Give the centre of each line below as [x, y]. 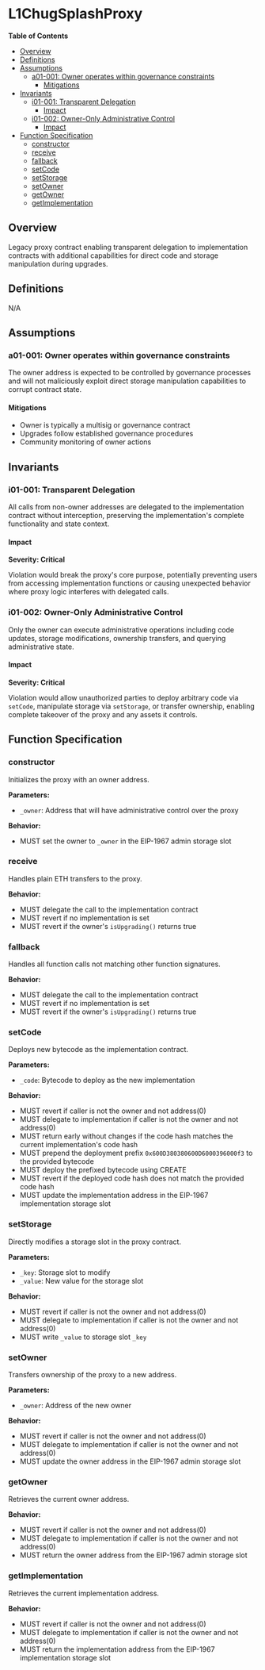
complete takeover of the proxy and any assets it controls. [103, 714]
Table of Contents [38, 36]
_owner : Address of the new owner [76, 1406]
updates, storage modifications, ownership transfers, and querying [117, 638]
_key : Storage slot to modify [65, 1272]
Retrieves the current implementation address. [84, 1593]
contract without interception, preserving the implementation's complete [126, 516]
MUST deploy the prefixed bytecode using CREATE [103, 1170]
